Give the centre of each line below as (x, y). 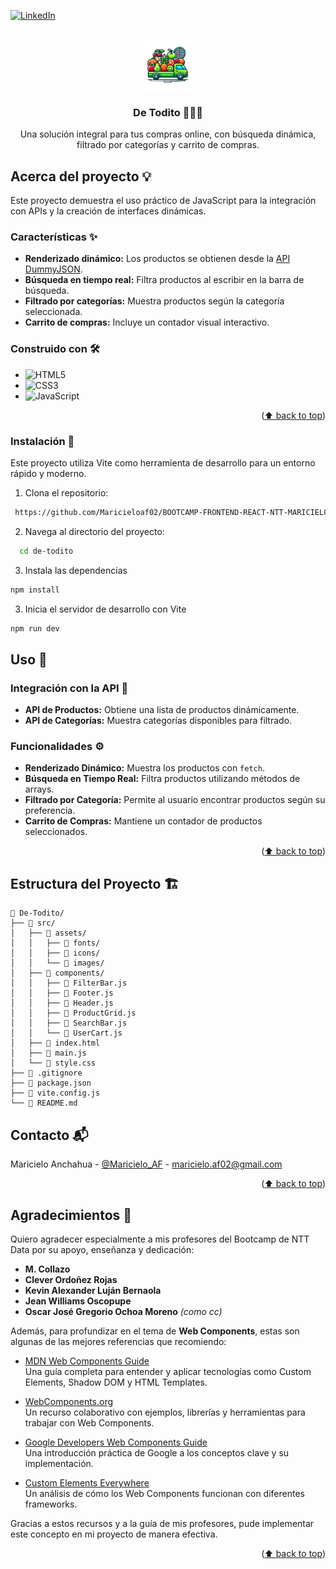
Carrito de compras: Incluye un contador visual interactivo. (147, 322)
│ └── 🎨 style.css (53, 1063)
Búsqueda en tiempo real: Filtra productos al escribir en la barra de (164, 280)
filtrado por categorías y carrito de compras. (168, 145)
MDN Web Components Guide (87, 1361)
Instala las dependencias (76, 570)
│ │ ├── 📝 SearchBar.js (69, 1023)
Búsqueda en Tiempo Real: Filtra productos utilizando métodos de (162, 779)
